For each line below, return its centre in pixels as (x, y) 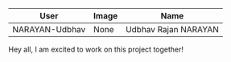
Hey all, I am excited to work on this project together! (96, 49)
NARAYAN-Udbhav (49, 29)
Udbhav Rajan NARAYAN (172, 29)
